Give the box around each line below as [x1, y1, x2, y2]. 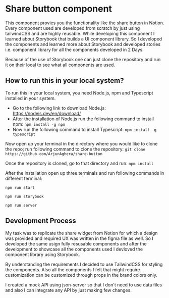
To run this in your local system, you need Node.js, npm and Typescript [5, 89, 153, 96]
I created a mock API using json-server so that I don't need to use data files [5, 281, 162, 288]
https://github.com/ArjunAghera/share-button [5, 151, 102, 157]
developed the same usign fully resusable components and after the [5, 240, 147, 246]
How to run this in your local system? [5, 76, 124, 85]
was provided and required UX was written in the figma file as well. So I [5, 235, 154, 241]
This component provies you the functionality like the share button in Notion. [5, 20, 164, 26]
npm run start [5, 185, 35, 190]
